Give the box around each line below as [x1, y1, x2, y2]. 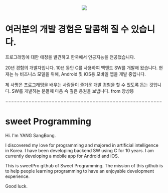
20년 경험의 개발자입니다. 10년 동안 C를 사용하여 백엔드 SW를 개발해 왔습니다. [5, 65, 158, 71]
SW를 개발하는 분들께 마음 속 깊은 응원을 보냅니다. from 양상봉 [12, 88, 134, 94]
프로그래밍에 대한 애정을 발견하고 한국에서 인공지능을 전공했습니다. [5, 54, 135, 60]
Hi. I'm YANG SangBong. [5, 132, 56, 138]
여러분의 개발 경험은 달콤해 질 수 [5, 24, 129, 35]
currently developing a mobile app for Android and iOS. [5, 153, 119, 159]
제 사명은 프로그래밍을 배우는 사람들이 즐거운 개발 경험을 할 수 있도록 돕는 [5, 82, 148, 88]
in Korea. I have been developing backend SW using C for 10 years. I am [5, 147, 154, 153]
